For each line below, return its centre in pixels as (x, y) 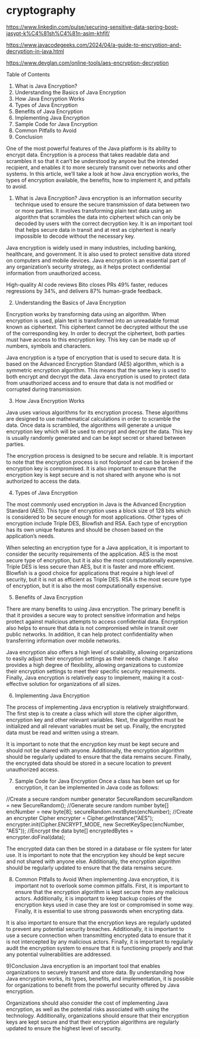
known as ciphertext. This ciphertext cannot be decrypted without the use (97, 327)
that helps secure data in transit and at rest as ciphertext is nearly (95, 229)
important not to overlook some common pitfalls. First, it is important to (102, 886)
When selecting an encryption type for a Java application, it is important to (98, 547)
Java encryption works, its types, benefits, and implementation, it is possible (100, 978)
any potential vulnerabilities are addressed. (59, 954)
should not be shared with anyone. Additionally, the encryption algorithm (95, 750)
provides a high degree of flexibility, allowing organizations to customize (95, 665)
